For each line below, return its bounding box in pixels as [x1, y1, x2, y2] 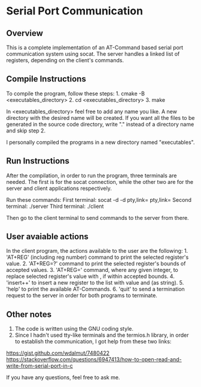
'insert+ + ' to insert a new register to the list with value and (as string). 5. [6, 279, 184, 286]
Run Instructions [6, 156, 70, 166]
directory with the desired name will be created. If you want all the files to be [6, 114, 195, 121]
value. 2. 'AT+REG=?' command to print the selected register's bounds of [6, 260, 186, 267]
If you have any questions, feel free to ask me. [6, 374, 120, 381]
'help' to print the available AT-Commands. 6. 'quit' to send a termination [6, 286, 185, 293]
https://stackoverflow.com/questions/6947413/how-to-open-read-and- [6, 356, 182, 363]
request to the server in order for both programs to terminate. [6, 292, 157, 299]
